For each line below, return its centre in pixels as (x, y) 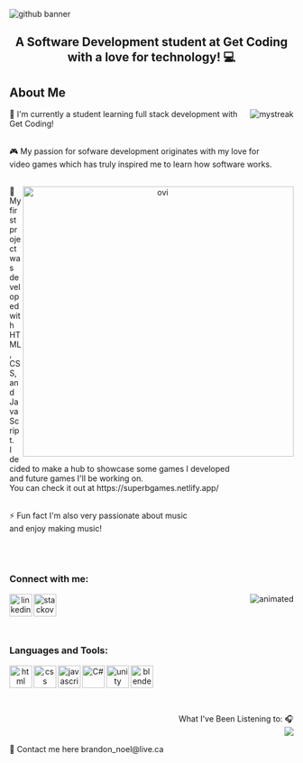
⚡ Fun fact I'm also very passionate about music (98, 516)
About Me (37, 92)
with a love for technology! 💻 (151, 57)
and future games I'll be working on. (77, 478)
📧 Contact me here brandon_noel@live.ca (87, 749)
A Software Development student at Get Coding (151, 42)
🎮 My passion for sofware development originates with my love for (134, 151)
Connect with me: (49, 579)
